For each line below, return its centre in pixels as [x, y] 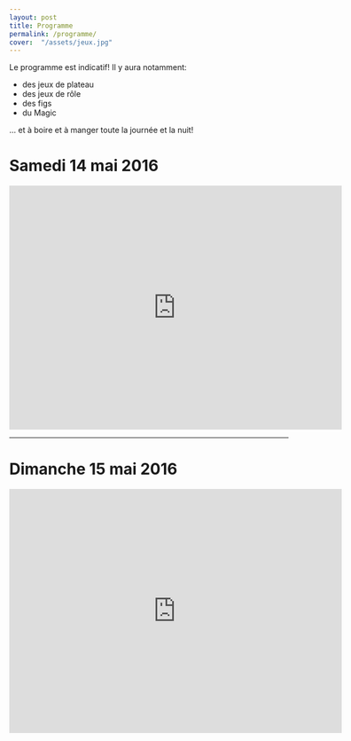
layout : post [33, 17]
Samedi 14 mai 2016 [84, 166]
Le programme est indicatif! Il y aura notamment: [98, 67]
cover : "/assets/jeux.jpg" [61, 42]
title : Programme [41, 26]
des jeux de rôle [51, 94]
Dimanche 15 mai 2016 [94, 469]
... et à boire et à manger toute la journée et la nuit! [101, 130]
